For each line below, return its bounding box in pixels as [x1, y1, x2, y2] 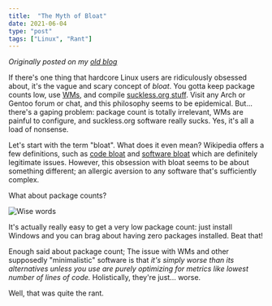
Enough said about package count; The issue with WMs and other [8, 247, 230, 256]
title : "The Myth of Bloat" [8, 11, 107, 20]
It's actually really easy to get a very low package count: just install [8, 222, 233, 232]
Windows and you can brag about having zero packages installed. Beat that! [8, 231, 264, 241]
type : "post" [8, 27, 53, 35]
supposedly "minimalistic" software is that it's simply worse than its [8, 256, 235, 265]
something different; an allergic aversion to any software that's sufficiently [8, 166, 257, 176]
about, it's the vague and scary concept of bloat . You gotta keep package [8, 81, 256, 91]
